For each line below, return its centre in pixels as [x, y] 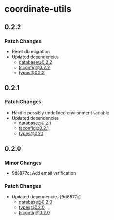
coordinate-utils [38, 9]
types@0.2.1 [31, 133]
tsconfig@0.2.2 [34, 67]
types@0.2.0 [32, 207]
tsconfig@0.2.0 [34, 212]
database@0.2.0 [35, 202]
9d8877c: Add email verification [44, 173]
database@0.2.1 [35, 123]
